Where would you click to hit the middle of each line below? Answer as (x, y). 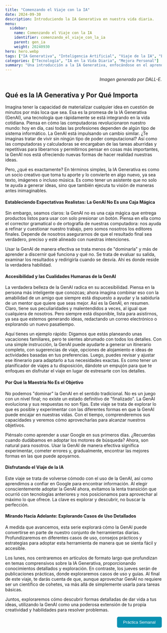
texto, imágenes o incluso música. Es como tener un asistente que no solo (81, 180)
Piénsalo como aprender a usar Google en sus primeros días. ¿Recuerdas (80, 435)
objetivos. (15, 425)
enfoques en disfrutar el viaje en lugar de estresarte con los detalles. (76, 371)
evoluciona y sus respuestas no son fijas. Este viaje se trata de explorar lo (81, 404)
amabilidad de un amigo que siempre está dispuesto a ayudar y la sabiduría (83, 298)
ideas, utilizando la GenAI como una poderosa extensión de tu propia (76, 604)
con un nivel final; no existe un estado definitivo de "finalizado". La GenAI (80, 399)
